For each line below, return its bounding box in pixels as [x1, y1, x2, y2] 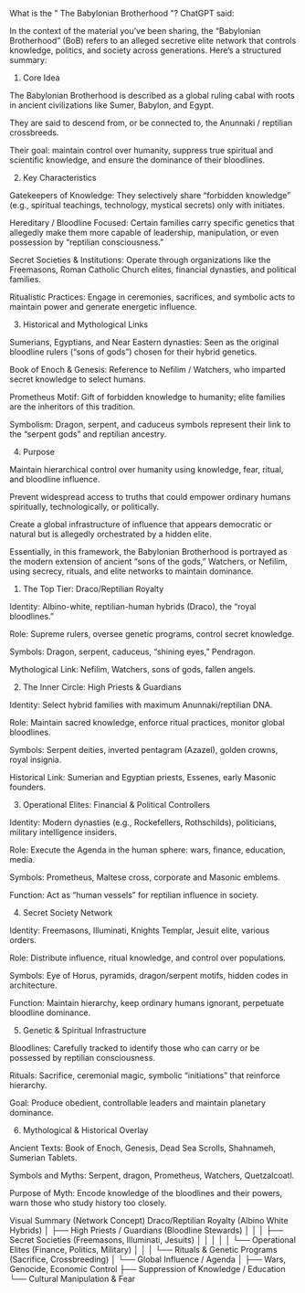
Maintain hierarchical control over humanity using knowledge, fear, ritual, [9, 464, 284, 474]
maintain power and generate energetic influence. [9, 302, 198, 312]
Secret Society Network [22, 907, 113, 917]
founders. [9, 781, 47, 792]
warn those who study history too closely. [9, 1197, 167, 1208]
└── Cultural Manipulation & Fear [9, 1274, 136, 1284]
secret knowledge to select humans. [9, 374, 146, 385]
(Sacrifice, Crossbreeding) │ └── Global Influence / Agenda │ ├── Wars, [9, 1254, 286, 1265]
